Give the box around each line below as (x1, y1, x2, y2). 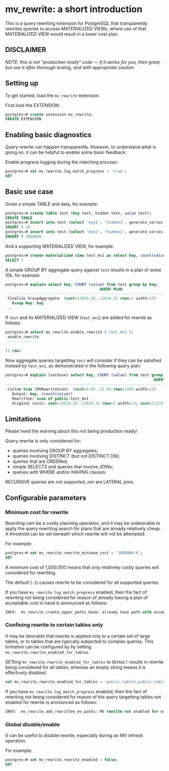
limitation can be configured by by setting (5, 643, 92, 649)
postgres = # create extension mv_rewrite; (5, 112, 94, 117)
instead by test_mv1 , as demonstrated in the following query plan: (5, 363, 141, 369)
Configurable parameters (5, 493, 87, 502)
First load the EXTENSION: (5, 102, 60, 108)
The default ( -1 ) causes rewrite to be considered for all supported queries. (5, 579, 160, 585)
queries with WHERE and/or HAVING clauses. (12, 469, 107, 475)
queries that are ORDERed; (12, 458, 68, 465)
